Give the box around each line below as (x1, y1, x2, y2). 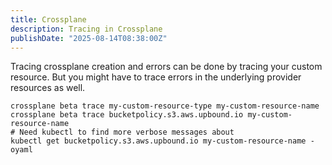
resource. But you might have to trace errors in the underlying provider (10, 71, 302, 83)
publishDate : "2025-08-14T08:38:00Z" (10, 33, 168, 43)
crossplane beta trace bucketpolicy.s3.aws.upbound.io (10, 110, 244, 120)
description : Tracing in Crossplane (10, 24, 163, 34)
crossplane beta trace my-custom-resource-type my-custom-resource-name (10, 101, 320, 111)
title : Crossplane (10, 14, 87, 25)
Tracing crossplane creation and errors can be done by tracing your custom (10, 61, 323, 73)
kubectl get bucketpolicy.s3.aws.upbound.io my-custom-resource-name (10, 136, 307, 146)
